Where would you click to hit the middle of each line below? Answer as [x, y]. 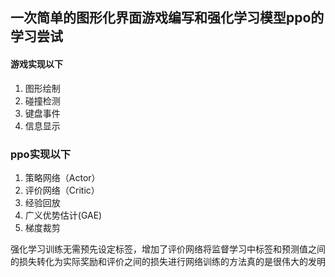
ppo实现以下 [41, 154]
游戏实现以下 [36, 64]
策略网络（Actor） [62, 177]
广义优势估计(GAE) [63, 215]
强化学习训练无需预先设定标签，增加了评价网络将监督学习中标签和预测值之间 [168, 249]
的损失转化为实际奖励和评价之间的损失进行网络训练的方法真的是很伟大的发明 [168, 261]
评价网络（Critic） [62, 190]
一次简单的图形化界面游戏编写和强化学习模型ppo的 [167, 18]
